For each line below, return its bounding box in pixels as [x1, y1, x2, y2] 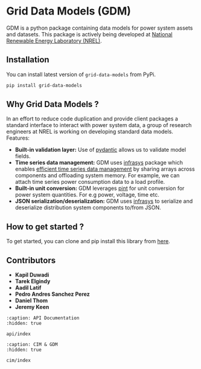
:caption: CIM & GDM [6, 342, 59, 348]
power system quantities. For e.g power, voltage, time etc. [14, 191, 160, 198]
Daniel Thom [14, 297, 48, 304]
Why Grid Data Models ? [6, 99, 100, 109]
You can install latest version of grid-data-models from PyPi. [6, 71, 156, 78]
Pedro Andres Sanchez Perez [14, 290, 91, 298]
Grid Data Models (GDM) [6, 4, 132, 18]
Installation [6, 54, 49, 65]
